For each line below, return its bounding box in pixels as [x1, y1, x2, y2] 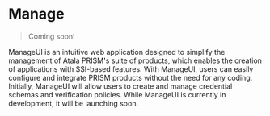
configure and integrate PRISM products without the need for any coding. [8, 72, 253, 82]
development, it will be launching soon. [8, 98, 139, 108]
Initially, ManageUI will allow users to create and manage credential [8, 81, 233, 91]
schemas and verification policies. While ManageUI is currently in [8, 89, 226, 99]
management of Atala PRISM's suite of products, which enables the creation [8, 56, 263, 65]
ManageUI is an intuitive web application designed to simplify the [8, 47, 226, 56]
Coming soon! [27, 31, 75, 41]
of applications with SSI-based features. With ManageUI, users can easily [8, 64, 254, 73]
